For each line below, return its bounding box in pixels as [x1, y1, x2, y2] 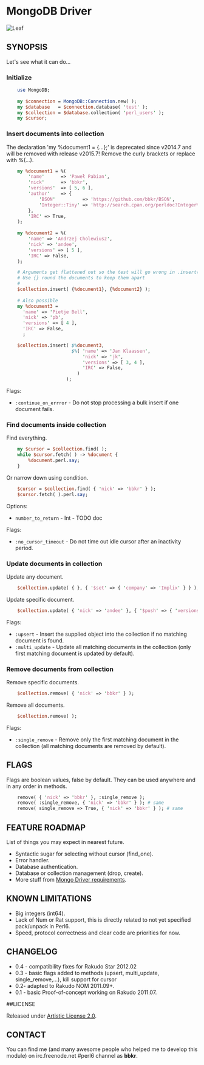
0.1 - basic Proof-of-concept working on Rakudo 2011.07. [15, 988, 157, 996]
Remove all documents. [6, 701, 65, 709]
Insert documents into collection [6, 129, 104, 138]
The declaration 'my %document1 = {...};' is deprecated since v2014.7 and [6, 143, 192, 151]
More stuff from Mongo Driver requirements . [15, 876, 127, 883]
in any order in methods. [6, 782, 67, 790]
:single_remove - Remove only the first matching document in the [15, 736, 179, 743]
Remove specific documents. [6, 678, 79, 686]
